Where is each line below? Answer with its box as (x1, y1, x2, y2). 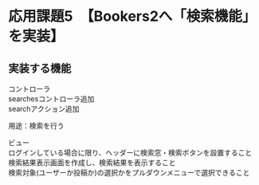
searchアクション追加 (8, 104, 80, 113)
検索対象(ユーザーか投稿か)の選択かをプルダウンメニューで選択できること (8, 168, 250, 177)
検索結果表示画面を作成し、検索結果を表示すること (8, 158, 176, 167)
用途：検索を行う (8, 121, 65, 130)
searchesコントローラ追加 (8, 94, 95, 104)
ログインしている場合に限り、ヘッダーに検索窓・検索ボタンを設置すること (8, 148, 253, 157)
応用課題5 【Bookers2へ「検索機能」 (8, 7, 257, 26)
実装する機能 (8, 61, 72, 75)
